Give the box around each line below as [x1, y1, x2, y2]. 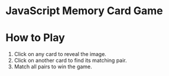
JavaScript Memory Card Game [5, 4, 163, 18]
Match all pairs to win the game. [14, 63, 92, 70]
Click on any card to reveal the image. [14, 51, 107, 58]
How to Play [5, 31, 66, 45]
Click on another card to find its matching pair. [14, 57, 128, 64]
